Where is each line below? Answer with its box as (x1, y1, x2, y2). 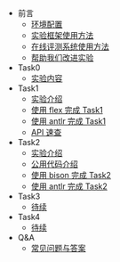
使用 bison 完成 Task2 (30, 170, 111, 180)
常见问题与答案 (30, 243, 86, 253)
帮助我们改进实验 (30, 53, 94, 62)
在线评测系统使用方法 (30, 41, 109, 52)
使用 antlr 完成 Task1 (30, 116, 107, 127)
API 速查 (30, 127, 62, 137)
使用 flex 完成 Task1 (30, 105, 104, 115)
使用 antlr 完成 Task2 (30, 181, 108, 192)
